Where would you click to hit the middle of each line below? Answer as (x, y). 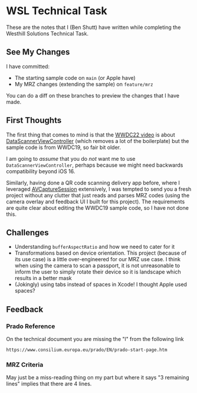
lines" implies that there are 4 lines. (49, 384)
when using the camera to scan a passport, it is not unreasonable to (97, 266)
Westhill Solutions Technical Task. (47, 33)
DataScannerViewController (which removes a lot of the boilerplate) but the (98, 141)
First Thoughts (34, 120)
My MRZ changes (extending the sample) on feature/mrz (84, 84)
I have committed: (28, 66)
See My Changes (38, 52)
